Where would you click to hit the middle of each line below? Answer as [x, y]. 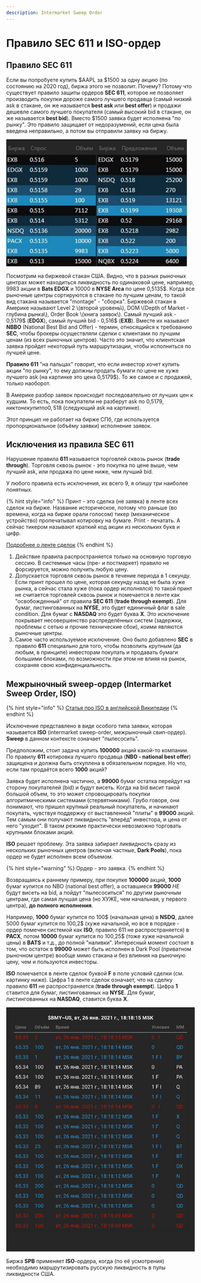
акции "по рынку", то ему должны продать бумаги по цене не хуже [92, 370]
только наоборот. [28, 383]
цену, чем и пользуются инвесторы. [52, 962]
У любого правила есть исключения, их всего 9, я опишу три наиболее [97, 483]
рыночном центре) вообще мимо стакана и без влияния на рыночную [96, 955]
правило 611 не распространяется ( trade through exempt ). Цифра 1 [92, 986]
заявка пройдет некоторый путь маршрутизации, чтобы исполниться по [99, 346]
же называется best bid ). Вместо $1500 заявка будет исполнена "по [94, 118]
